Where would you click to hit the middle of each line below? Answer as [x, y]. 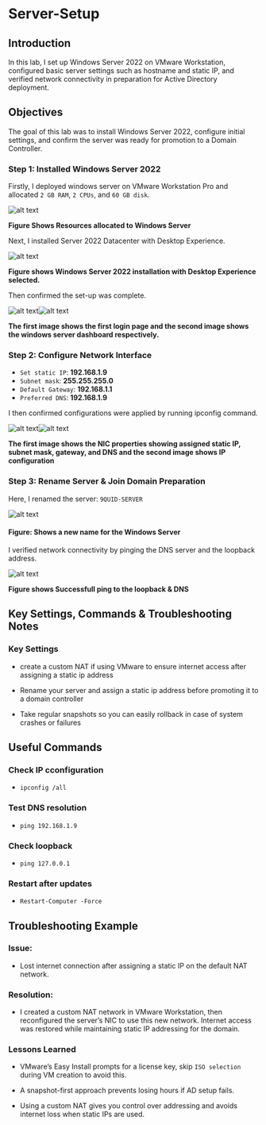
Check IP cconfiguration [56, 769]
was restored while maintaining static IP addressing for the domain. [130, 1029]
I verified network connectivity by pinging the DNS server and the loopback [132, 549]
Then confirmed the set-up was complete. [77, 295]
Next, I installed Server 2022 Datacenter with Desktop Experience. [117, 241]
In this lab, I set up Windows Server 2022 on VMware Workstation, [117, 62]
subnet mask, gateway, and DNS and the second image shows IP [117, 453]
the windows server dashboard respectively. [84, 335]
